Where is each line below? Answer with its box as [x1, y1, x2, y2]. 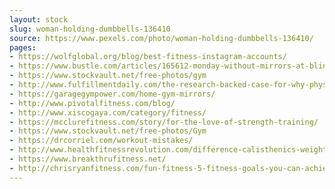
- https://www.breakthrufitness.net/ [9, 154, 167, 164]
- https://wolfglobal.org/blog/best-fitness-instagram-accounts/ [9, 52, 287, 62]
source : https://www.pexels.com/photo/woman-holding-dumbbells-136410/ [9, 33, 314, 43]
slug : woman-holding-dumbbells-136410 [9, 24, 171, 34]
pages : [9, 42, 37, 53]
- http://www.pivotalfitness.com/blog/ [9, 98, 176, 108]
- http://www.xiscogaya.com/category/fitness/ [9, 107, 207, 118]
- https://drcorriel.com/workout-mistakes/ [9, 136, 194, 146]
